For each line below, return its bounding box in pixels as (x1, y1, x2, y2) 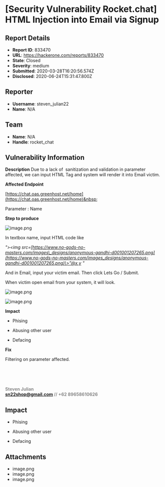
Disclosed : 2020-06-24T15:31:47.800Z (12, 73, 93, 79)
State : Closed (12, 58, 41, 63)
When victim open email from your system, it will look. (5, 279, 115, 285)
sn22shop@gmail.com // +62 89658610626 (5, 391, 98, 398)
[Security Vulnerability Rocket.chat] (5, 3, 157, 15)
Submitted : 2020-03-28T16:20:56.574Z (12, 68, 94, 74)
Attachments (5, 453, 47, 461)
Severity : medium (12, 63, 50, 69)
